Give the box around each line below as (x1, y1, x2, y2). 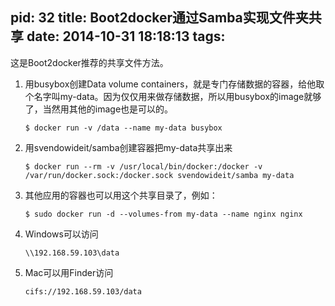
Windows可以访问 (24, 228, 99, 240)
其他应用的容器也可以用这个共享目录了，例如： (24, 189, 218, 201)
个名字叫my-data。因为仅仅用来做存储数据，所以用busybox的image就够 (24, 90, 322, 102)
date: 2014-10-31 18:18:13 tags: (26, 28, 226, 45)
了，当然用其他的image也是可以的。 (24, 103, 174, 115)
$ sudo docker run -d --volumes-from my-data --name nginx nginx (24, 209, 303, 219)
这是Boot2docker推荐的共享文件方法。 (10, 56, 169, 68)
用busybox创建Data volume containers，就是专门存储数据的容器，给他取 (24, 78, 325, 90)
